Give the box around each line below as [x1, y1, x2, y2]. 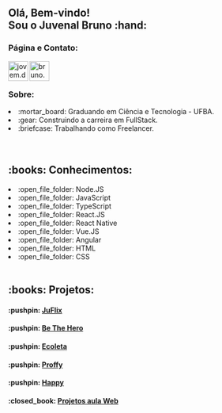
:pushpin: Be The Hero [8, 323, 84, 333]
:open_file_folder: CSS [18, 251, 91, 261]
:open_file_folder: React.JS [18, 209, 105, 219]
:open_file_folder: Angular [18, 235, 102, 244]
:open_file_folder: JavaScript [18, 193, 111, 202]
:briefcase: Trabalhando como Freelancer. [18, 123, 154, 133]
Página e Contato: [8, 43, 79, 54]
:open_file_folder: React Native [18, 218, 118, 228]
